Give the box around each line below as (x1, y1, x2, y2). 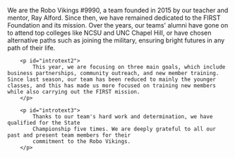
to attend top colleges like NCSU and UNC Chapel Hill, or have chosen (7, 28, 212, 37)
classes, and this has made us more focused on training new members (7, 82, 217, 89)
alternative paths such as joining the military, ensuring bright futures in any (7, 36, 225, 45)
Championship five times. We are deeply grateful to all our (32, 125, 217, 132)
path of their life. (7, 44, 56, 52)
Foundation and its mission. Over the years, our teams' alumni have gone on (7, 21, 229, 29)
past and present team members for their (7, 132, 131, 139)
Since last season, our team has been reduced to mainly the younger (7, 76, 217, 83)
